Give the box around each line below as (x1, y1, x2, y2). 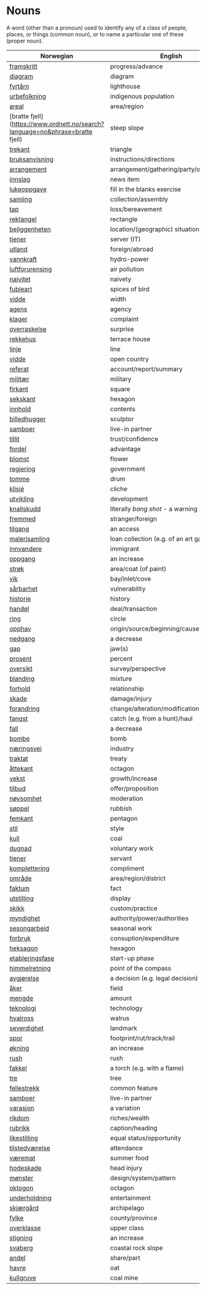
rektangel (9, 214, 37, 223)
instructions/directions (110, 155, 175, 163)
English (160, 52, 183, 60)
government (110, 465, 145, 473)
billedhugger (9, 414, 46, 423)
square (110, 385, 131, 393)
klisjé (9, 484, 25, 493)
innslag (9, 175, 31, 183)
